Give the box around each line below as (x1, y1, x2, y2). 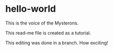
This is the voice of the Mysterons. (5, 20, 79, 26)
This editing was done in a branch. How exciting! (5, 39, 108, 46)
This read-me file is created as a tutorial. (5, 30, 91, 36)
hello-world (5, 3, 56, 15)
